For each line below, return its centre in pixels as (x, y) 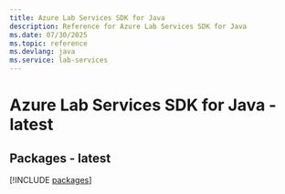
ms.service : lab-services (58, 60)
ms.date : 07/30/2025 (49, 35)
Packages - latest (60, 158)
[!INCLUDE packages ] (51, 180)
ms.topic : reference (49, 43)
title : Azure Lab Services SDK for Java (88, 18)
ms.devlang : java (42, 52)
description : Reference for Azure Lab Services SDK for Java (128, 26)
